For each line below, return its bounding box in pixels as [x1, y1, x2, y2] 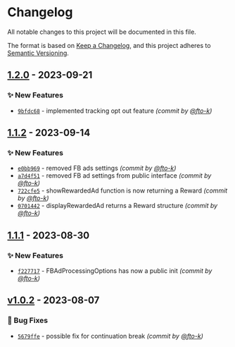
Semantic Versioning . [7, 49, 69, 57]
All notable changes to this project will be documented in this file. [7, 28, 197, 36]
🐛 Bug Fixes [7, 315, 48, 325]
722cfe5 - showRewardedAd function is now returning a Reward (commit [17, 186, 228, 195]
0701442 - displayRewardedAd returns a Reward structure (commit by [17, 202, 218, 210]
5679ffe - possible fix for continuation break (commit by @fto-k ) [17, 331, 204, 340]
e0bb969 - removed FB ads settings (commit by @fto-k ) [17, 164, 177, 173]
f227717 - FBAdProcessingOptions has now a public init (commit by [17, 267, 212, 275]
